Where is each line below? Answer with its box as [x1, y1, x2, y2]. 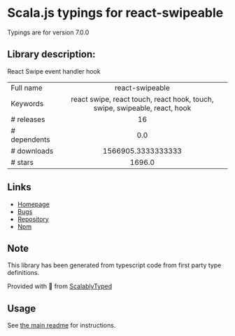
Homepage [17, 200, 50, 208]
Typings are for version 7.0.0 [7, 28, 90, 36]
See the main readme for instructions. [7, 321, 116, 330]
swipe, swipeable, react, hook [93, 103, 192, 113]
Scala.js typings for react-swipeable [7, 5, 224, 21]
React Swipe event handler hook [7, 67, 101, 75]
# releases [10, 114, 45, 124]
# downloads [10, 146, 54, 156]
